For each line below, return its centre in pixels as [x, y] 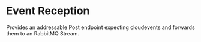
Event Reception [48, 11]
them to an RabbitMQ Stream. [43, 33]
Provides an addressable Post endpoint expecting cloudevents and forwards [100, 27]
